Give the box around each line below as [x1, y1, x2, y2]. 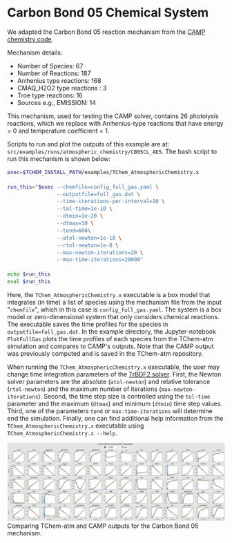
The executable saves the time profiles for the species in [7, 320, 168, 328]
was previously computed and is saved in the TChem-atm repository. [7, 349, 204, 357]
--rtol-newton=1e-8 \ [56, 242, 119, 249]
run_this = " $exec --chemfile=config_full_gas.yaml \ [7, 183, 159, 191]
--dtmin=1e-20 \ [56, 213, 104, 220]
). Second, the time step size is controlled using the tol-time [37, 392, 211, 400]
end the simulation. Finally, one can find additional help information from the [7, 414, 224, 422]
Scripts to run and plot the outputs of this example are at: [7, 140, 170, 148]
